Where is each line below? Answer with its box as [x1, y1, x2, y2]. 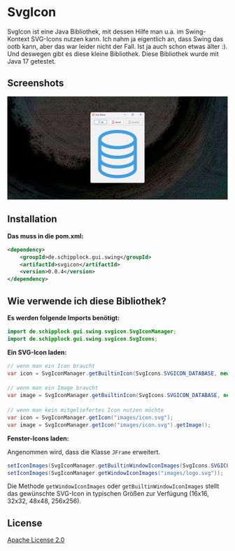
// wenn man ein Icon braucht [7, 362, 96, 369]
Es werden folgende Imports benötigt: [7, 314, 120, 322]
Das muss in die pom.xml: [7, 231, 84, 240]
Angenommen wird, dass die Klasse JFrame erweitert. [7, 448, 161, 456]
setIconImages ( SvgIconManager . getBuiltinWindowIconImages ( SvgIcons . [7, 462, 211, 469]
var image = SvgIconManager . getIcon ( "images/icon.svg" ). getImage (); [7, 421, 211, 429]
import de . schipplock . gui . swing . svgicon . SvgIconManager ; [7, 328, 177, 335]
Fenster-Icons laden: [7, 434, 69, 443]
